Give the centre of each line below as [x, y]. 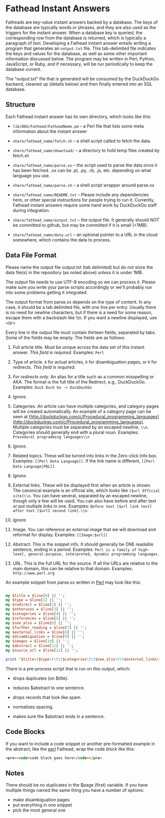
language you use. [31, 176]
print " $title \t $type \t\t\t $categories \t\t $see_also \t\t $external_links [81, 659]
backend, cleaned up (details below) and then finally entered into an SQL [79, 84]
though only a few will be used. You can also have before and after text [84, 501]
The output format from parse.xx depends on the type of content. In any [78, 302]
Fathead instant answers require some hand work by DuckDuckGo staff [85, 205]
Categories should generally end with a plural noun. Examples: [76, 432]
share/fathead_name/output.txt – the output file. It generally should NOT [86, 220]
